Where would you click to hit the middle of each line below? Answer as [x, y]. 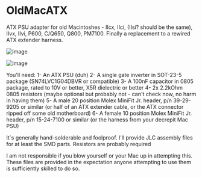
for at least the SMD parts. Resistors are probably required [79, 144]
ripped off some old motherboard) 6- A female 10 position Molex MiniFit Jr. [99, 113]
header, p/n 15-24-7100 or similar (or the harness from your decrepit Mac [97, 119]
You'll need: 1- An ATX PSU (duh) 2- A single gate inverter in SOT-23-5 [94, 75]
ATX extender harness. [35, 40]
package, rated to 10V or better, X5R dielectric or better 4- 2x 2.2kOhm [94, 87]
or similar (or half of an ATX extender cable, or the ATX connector [102, 106]
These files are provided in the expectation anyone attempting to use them [99, 162]
